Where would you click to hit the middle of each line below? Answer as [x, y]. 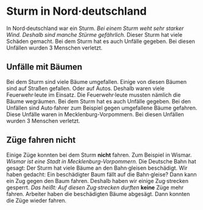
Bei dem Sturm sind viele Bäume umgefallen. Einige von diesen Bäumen [97, 81]
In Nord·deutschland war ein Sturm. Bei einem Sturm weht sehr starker [95, 28]
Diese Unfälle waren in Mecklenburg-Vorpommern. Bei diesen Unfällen [95, 114]
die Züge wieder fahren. [37, 200]
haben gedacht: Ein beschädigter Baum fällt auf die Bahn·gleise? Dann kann [101, 174]
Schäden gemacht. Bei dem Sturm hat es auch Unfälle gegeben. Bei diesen [101, 41]
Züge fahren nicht [41, 140]
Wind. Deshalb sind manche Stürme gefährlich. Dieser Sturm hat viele [94, 34]
